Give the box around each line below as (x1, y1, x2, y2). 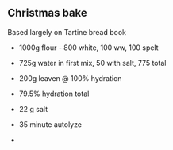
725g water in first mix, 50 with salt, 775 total (18, 58, 167, 67)
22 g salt (18, 104, 48, 113)
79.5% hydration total (18, 89, 90, 98)
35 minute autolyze (18, 119, 83, 129)
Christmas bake (7, 6, 88, 20)
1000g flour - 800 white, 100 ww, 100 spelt (18, 43, 160, 52)
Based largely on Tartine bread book (7, 27, 127, 37)
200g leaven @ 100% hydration (18, 73, 122, 83)
